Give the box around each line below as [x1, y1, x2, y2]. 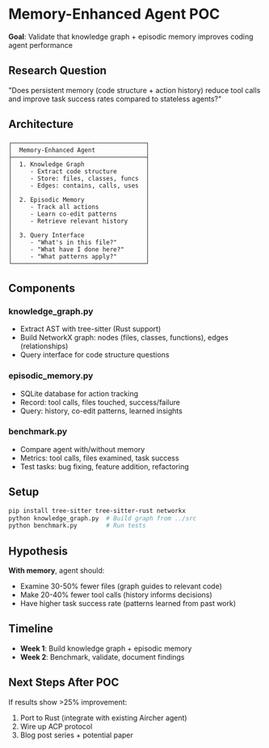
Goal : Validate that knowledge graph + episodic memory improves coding [8, 32, 254, 41]
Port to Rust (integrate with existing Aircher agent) [19, 712, 187, 722]
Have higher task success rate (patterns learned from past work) [19, 599, 237, 609]
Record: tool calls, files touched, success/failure [19, 397, 180, 407]
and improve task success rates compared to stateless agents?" [8, 94, 222, 104]
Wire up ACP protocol [19, 721, 93, 731]
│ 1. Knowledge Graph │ [8, 160, 150, 169]
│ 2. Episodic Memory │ [8, 195, 150, 203]
